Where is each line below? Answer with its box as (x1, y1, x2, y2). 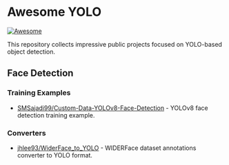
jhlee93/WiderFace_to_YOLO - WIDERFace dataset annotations (17, 144, 197, 152)
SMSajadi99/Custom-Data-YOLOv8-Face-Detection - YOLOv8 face (17, 104, 208, 112)
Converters (7, 128, 46, 137)
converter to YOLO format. (17, 151, 93, 159)
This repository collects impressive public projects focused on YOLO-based (7, 40, 223, 48)
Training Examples (7, 88, 71, 98)
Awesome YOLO (7, 4, 102, 20)
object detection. (7, 47, 56, 56)
